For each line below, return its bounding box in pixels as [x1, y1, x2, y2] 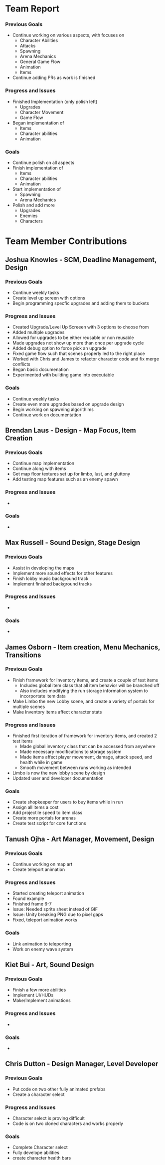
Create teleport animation [12, 866, 65, 872]
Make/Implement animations [12, 997, 71, 1003]
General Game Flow [19, 58, 61, 65]
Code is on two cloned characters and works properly [12, 1120, 124, 1126]
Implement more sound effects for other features [12, 570, 113, 576]
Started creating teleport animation [12, 890, 85, 896]
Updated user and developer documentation [12, 775, 104, 781]
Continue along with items [12, 465, 66, 471]
